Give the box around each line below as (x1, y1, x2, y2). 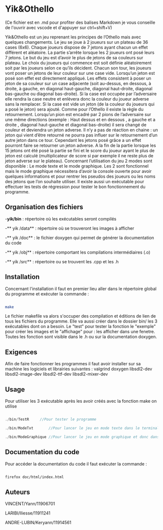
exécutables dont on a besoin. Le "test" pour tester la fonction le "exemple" (5, 324, 156, 329)
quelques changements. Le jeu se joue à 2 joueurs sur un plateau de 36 (5, 39, 148, 45)
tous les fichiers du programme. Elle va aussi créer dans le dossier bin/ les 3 (5, 318, 158, 324)
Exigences (5, 348, 38, 356)
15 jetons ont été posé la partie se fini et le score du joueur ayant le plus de (5, 147, 155, 154)
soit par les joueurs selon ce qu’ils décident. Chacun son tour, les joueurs (5, 65, 151, 71)
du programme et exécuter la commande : (5, 291, 89, 297)
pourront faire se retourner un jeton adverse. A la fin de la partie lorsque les (5, 142, 156, 148)
